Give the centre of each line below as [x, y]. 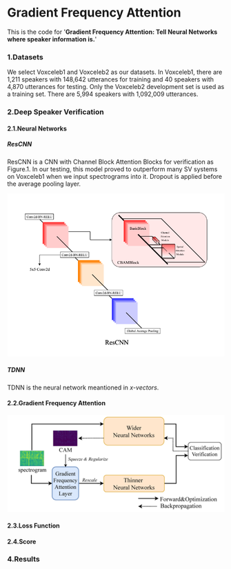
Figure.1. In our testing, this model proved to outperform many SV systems [112, 169]
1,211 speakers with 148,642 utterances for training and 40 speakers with [111, 79]
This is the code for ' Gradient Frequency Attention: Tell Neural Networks [112, 32]
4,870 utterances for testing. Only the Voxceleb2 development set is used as [116, 87]
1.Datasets [25, 57]
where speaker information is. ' [52, 39]
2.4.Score [22, 541]
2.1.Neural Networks [37, 128]
